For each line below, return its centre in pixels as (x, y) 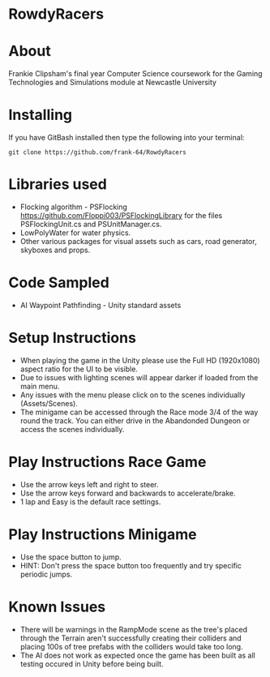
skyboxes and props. (55, 250)
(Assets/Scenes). (49, 403)
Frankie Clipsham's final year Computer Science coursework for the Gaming (135, 74)
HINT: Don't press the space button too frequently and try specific (131, 565)
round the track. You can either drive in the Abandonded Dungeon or (135, 420)
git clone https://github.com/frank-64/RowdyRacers (97, 152)
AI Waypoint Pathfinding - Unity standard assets (101, 305)
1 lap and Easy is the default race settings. (90, 501)
